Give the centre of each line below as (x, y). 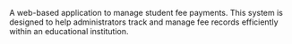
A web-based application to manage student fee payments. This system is (146, 13)
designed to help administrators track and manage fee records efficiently (144, 22)
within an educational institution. (69, 31)
